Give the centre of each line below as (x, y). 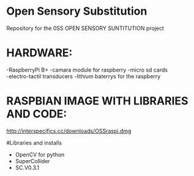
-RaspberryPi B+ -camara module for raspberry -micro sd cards (87, 70)
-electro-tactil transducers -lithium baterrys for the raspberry (84, 76)
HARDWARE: (39, 53)
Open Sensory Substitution (77, 11)
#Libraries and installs (34, 142)
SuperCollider (32, 161)
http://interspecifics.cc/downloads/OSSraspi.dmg (69, 131)
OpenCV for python (40, 155)
